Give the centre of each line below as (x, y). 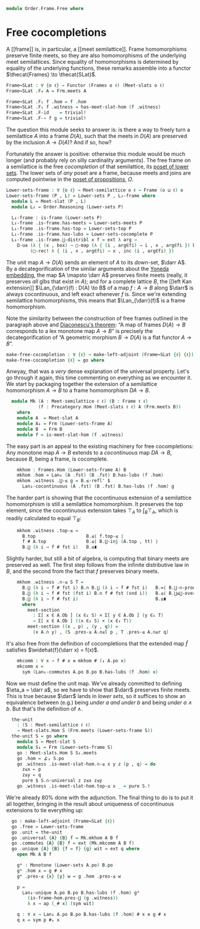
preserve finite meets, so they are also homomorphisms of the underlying (96, 55)
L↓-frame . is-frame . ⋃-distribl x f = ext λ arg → (74, 240)
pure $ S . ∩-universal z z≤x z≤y (62, 781)
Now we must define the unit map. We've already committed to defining (94, 683)
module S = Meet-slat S (46, 742)
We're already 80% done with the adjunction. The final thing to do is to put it (100, 797)
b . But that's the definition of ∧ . (45, 709)
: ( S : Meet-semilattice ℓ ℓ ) (54, 725)
